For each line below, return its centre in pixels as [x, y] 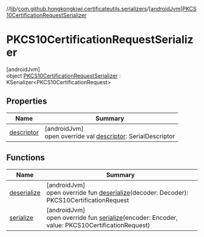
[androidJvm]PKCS [172, 9]
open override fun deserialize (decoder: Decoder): [117, 192]
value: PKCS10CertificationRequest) [98, 225]
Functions [26, 158]
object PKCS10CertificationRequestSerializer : [64, 76]
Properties [27, 102]
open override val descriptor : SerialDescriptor [110, 136]
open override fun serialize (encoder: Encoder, [112, 218]
